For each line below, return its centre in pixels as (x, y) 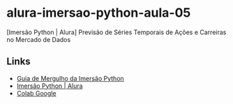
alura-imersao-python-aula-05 (99, 13)
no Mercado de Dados (39, 39)
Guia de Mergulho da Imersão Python (70, 78)
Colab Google (36, 93)
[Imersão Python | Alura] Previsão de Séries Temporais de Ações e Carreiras (116, 32)
